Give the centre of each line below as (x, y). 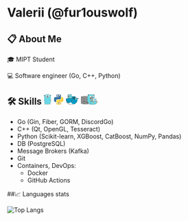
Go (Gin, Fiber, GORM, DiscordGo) (65, 121)
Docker (37, 173)
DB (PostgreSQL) (41, 143)
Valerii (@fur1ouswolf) (73, 13)
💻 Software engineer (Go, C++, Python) (64, 76)
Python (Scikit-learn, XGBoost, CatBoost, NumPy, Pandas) (99, 136)
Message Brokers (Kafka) (53, 151)
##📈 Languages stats (38, 193)
